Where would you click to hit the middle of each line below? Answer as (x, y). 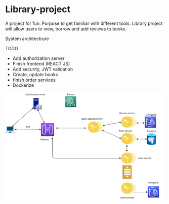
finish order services (34, 80)
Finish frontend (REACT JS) (41, 63)
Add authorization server (38, 58)
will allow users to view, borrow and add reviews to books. (66, 28)
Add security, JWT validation (43, 69)
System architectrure (27, 39)
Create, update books (35, 74)
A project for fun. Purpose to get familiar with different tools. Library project (84, 23)
